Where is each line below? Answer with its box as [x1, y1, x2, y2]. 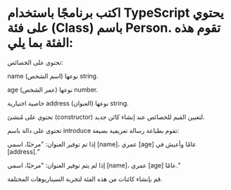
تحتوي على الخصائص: [7, 58, 63, 66]
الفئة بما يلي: [7, 35, 74, 51]
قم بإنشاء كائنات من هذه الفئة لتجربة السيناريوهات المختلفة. [7, 175, 163, 183]
